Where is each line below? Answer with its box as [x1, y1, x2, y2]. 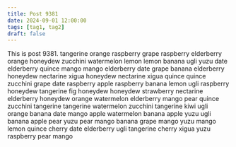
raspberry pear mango [7, 132, 73, 141]
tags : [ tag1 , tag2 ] [7, 23, 65, 30]
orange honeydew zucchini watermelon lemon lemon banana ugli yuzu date [7, 57, 228, 66]
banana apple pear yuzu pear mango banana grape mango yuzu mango [7, 117, 217, 126]
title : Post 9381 [7, 10, 59, 18]
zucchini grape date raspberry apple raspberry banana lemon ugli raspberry [7, 79, 230, 88]
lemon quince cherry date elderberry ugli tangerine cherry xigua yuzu [7, 124, 211, 133]
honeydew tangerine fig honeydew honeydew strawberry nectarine [7, 87, 203, 95]
